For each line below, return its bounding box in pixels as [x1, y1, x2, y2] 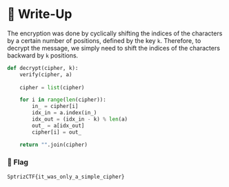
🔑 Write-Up [7, 6, 72, 22]
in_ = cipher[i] [32, 103, 79, 110]
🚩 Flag [7, 157, 29, 167]
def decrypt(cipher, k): [7, 64, 79, 71]
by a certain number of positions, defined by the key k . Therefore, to [7, 36, 201, 44]
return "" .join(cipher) [19, 141, 88, 148]
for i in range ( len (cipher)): [19, 96, 107, 103]
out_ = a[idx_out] [32, 122, 85, 129]
